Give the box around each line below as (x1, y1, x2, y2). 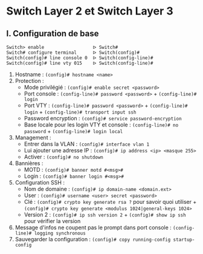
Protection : (14, 77, 44, 84)
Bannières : (14, 160, 43, 167)
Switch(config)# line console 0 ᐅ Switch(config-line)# (6, 55, 153, 61)
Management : (14, 134, 51, 141)
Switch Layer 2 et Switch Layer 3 (6, 4, 173, 18)
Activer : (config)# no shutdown (24, 153, 104, 160)
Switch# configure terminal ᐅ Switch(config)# (6, 50, 140, 56)
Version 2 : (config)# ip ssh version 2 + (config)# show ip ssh (24, 211, 186, 218)
